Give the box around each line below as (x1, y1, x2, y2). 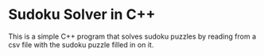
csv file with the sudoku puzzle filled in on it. (8, 39, 154, 49)
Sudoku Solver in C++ (8, 6, 156, 24)
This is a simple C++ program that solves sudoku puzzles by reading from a (8, 32, 257, 41)
